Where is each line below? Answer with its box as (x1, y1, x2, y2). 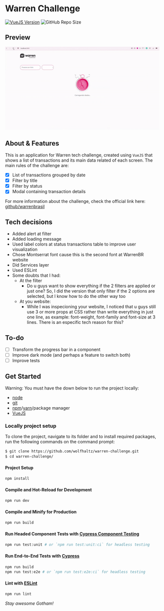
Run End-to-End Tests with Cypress (5, 553, 80, 559)
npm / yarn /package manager (12, 405, 70, 411)
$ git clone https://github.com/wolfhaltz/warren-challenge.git (5, 449, 139, 454)
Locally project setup (5, 422, 56, 429)
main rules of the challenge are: (5, 163, 69, 169)
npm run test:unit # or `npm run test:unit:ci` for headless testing (5, 542, 150, 547)
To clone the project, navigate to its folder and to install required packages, (5, 434, 157, 440)
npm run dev (5, 498, 29, 503)
